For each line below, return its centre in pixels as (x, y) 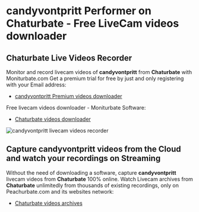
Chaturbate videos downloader (53, 119)
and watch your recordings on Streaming (83, 158)
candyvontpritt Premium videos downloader (69, 96)
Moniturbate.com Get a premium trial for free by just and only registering (95, 78)
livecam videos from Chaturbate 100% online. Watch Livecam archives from (99, 179)
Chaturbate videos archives (49, 203)
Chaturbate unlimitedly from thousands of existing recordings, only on (93, 185)
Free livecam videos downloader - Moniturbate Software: (76, 107)
